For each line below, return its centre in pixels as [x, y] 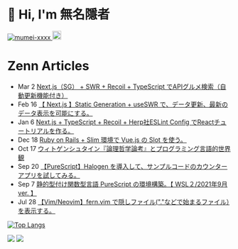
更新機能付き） [46, 95]
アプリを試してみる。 [49, 175]
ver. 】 [27, 193]
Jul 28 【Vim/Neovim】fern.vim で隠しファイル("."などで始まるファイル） [124, 201]
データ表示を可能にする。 [55, 113]
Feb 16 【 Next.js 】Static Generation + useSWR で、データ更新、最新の [123, 104]
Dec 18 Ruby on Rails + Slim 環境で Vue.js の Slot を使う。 [102, 140]
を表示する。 [36, 211]
